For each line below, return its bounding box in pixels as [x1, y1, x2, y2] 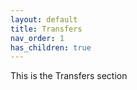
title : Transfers [10, 24, 83, 34]
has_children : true [10, 42, 92, 53]
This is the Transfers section [10, 70, 128, 82]
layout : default [10, 14, 78, 25]
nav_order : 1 [10, 33, 65, 43]
